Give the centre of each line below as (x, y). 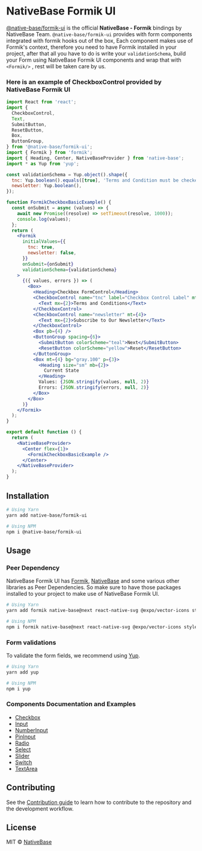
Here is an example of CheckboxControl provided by (84, 81)
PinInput (25, 736)
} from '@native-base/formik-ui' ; (50, 147)
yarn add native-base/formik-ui (47, 515)
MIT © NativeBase (29, 842)
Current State (62, 371)
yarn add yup (23, 672)
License (21, 827)
